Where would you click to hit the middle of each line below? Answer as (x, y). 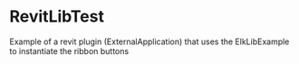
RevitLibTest (57, 17)
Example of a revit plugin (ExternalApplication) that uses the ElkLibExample (149, 41)
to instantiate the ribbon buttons (69, 50)
